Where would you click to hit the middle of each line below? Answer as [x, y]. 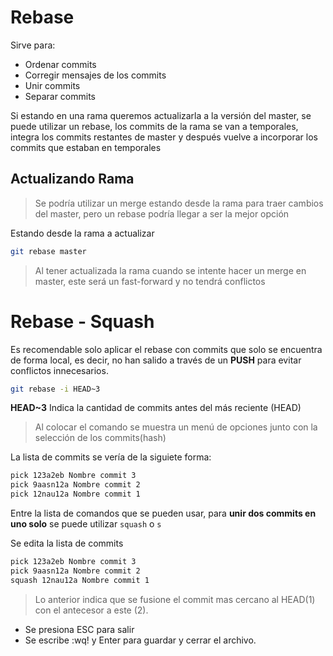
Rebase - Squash [82, 321]
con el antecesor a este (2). [91, 610]
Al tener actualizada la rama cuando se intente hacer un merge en [170, 270]
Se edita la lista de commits [67, 543]
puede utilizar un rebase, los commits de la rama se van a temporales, [154, 126]
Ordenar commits [60, 64]
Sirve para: [33, 45]
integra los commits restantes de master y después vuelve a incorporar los [164, 137]
